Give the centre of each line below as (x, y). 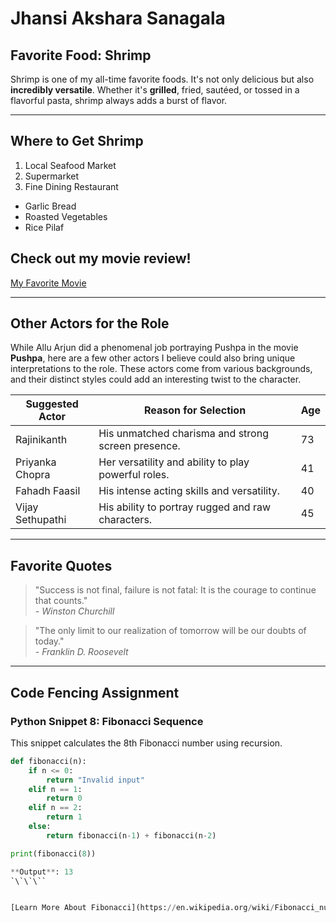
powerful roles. (134, 475)
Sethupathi (41, 520)
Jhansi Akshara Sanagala (118, 18)
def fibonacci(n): (48, 761)
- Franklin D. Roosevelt (81, 652)
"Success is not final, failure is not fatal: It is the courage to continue (175, 590)
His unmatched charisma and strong (183, 434)
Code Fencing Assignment (95, 692)
